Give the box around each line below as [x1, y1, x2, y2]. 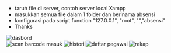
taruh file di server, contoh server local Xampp [14, 5, 127, 12]
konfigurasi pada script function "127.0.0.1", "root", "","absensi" [14, 17, 165, 24]
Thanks [14, 23, 33, 30]
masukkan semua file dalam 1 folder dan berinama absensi [14, 11, 156, 18]
